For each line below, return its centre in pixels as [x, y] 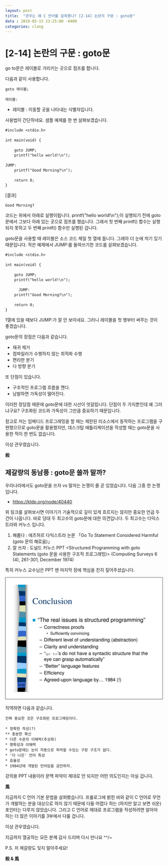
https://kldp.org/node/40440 [42, 502]
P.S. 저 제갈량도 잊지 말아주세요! [36, 848]
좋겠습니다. [16, 326]
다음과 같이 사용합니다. [27, 79]
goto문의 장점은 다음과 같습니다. [37, 337]
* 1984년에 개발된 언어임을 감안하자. [39, 766]
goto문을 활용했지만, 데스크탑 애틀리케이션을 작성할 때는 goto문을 [91, 428]
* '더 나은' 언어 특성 [25, 755]
